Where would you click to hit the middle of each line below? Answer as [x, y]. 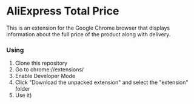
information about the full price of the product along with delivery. [89, 34]
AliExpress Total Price [63, 11]
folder [22, 89]
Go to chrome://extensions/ [49, 70]
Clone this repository [41, 63]
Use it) [23, 96]
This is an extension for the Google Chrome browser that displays [88, 28]
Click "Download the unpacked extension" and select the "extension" [102, 82]
